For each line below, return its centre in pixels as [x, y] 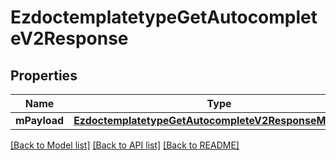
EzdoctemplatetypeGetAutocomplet [164, 17]
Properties [44, 75]
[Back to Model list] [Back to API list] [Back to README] [125, 145]
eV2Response [69, 38]
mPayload [40, 120]
